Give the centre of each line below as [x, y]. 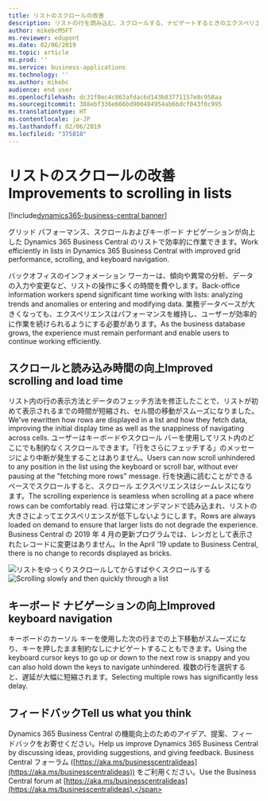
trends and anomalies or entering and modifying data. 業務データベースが [128, 304]
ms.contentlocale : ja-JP [49, 119]
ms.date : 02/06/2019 [43, 45]
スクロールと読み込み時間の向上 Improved [110, 368]
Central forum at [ [37, 781]
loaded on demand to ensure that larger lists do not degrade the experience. [133, 525]
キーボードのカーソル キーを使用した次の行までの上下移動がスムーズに [124, 639]
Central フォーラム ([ [42, 762]
